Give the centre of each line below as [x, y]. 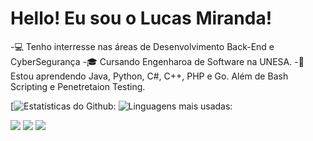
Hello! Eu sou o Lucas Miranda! [141, 18]
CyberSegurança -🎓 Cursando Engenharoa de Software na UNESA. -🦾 [157, 61]
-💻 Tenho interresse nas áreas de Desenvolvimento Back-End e [142, 46]
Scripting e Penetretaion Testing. [78, 86]
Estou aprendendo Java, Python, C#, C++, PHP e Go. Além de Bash [149, 76]
